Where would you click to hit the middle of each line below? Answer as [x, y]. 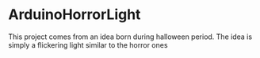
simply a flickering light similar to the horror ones [88, 44]
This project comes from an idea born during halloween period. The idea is [130, 37]
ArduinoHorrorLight [75, 15]
